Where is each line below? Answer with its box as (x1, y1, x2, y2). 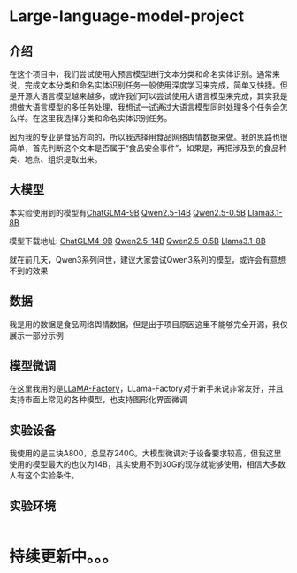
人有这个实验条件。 (9, 470, 80, 481)
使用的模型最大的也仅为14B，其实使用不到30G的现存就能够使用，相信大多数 (9, 459, 286, 470)
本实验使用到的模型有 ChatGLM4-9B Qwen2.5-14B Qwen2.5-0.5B (9, 207, 246, 218)
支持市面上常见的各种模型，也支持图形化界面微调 (9, 394, 187, 405)
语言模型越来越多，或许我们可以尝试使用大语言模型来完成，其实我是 (39, 91, 288, 101)
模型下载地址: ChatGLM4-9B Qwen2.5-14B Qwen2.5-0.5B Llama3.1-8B (9, 235, 267, 246)
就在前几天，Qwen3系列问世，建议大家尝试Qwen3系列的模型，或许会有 (9, 254, 270, 264)
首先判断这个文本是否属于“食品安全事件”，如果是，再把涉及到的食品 (32, 143, 280, 153)
